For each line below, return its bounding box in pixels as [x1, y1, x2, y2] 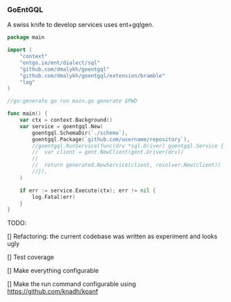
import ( [7, 46, 33, 53]
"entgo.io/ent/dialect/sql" [19, 59, 100, 66]
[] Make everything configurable [7, 267, 99, 275]
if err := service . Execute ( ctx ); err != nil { [19, 187, 156, 194]
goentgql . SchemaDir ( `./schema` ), [32, 130, 129, 136]
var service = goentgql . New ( [19, 123, 104, 130]
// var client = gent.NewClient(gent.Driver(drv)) [32, 149, 185, 156]
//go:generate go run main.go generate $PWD [7, 98, 138, 105]
